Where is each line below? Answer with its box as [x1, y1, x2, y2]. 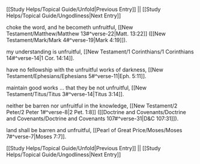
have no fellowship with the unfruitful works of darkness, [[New [6, 66, 163, 73]
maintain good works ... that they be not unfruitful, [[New [6, 84, 147, 91]
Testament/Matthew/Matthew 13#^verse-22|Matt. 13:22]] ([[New [6, 30, 166, 37]
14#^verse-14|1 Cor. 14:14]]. [6, 55, 74, 61]
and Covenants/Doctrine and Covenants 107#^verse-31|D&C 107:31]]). [6, 115, 179, 122]
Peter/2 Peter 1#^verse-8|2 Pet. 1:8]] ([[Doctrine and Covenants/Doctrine [6, 109, 186, 115]
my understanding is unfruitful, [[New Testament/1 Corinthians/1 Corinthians [6, 48, 194, 55]
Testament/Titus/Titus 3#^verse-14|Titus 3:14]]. [6, 91, 124, 97]
